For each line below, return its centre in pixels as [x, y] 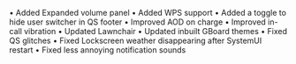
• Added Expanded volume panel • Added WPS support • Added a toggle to [148, 13]
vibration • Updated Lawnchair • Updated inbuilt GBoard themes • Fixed [156, 31]
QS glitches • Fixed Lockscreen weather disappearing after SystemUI [136, 40]
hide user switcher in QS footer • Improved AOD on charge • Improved [138, 22]
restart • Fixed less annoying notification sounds [98, 50]
